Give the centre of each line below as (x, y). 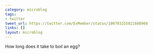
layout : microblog (24, 32)
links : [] (15, 28)
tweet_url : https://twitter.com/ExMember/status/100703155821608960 (76, 23)
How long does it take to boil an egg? (42, 46)
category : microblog (26, 10)
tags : (11, 14)
